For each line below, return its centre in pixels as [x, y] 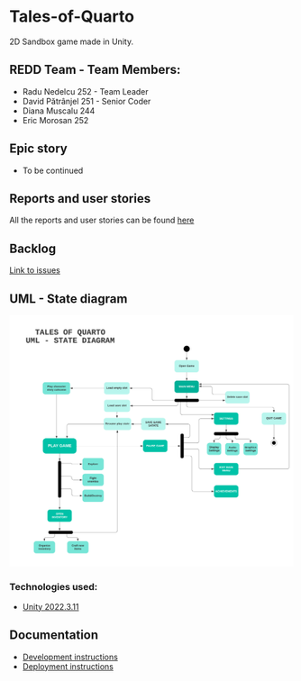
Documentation [54, 636]
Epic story [38, 149]
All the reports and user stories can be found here [102, 220]
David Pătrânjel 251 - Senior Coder [87, 101]
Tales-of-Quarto [72, 17]
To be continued [53, 170]
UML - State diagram [68, 299]
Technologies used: [54, 587]
